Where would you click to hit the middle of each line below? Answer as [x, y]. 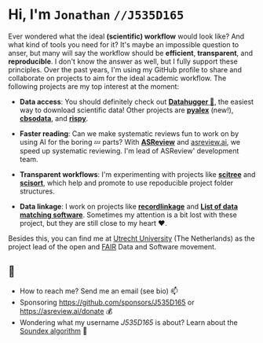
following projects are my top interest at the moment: [93, 86]
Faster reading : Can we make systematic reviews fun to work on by [129, 133]
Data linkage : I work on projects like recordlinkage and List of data [128, 206]
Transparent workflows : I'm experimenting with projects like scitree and [137, 174]
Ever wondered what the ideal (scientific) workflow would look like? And [126, 36]
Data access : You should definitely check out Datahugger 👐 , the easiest [136, 101]
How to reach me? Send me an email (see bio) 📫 [99, 291]
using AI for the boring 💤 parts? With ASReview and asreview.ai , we [130, 142]
